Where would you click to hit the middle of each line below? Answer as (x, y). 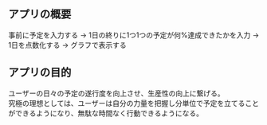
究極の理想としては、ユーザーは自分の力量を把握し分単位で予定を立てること (134, 103)
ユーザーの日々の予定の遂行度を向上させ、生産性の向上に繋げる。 (116, 93)
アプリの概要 (40, 14)
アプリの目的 (40, 73)
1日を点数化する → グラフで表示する (67, 45)
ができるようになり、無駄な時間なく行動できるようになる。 (106, 113)
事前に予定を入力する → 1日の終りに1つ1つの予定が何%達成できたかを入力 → (134, 35)
